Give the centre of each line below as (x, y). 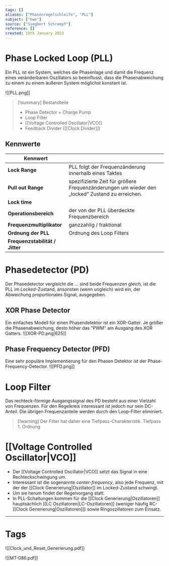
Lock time (20, 202)
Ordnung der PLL (28, 233)
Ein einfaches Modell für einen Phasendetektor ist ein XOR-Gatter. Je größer (84, 323)
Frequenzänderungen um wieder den (113, 187)
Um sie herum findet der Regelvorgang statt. (59, 493)
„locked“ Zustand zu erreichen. (105, 194)
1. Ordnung (29, 427)
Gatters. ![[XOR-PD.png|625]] (36, 333)
